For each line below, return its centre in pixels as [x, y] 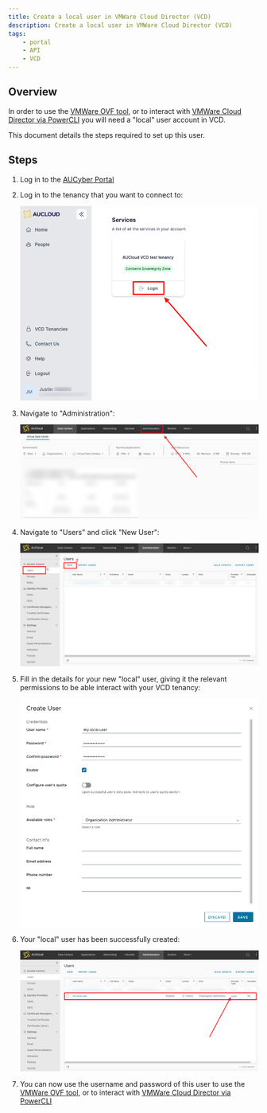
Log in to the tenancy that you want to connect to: [101, 194]
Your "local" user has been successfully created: [100, 939]
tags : [17, 33]
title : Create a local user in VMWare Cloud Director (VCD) [110, 17]
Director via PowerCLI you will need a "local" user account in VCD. [117, 119]
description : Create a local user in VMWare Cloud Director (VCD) [120, 25]
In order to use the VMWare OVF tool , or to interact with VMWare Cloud [125, 111]
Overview [33, 92]
